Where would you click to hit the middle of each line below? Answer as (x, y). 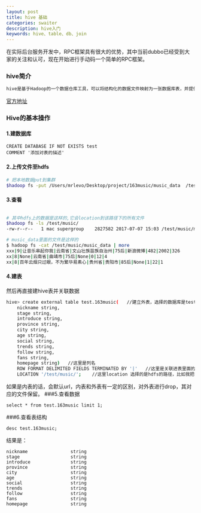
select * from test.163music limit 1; (54, 405)
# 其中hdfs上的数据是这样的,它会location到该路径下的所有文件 (75, 218)
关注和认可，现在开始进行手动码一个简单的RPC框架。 (82, 59)
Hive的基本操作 (28, 118)
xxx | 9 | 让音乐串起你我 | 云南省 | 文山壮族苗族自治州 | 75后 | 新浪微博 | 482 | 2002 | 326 (93, 251)
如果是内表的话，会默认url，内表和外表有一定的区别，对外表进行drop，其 (96, 387)
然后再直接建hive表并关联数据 (43, 291)
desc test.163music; (32, 429)
